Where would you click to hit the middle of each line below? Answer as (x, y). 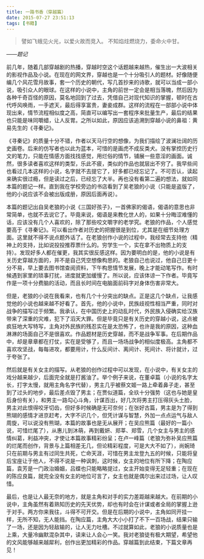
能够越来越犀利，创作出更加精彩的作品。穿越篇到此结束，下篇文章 (104, 543)
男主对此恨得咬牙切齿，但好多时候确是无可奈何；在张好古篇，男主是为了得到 (102, 408)
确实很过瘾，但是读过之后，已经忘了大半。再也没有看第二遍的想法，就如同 (104, 179)
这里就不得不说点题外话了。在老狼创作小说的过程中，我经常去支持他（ (104, 237)
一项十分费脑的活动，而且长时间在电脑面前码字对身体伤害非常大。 (99, 283)
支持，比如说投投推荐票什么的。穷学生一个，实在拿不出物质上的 (102, 245)
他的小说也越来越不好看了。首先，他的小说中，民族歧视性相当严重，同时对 (104, 304)
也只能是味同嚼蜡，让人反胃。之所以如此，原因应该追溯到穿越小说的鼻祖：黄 (102, 120)
